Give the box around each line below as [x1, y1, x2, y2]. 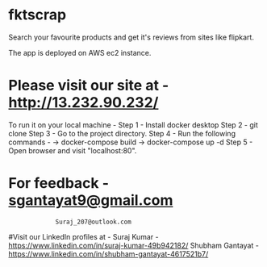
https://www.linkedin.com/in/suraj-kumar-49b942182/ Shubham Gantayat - [8, 240, 260, 250]
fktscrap [8, 6, 67, 24]
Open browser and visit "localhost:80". [8, 145, 137, 155]
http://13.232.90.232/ [8, 94, 159, 112]
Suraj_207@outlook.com [55, 218, 131, 226]
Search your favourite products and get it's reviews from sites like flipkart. [8, 32, 254, 42]
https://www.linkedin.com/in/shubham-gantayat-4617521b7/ [8, 248, 209, 259]
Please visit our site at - [8, 77, 169, 94]
